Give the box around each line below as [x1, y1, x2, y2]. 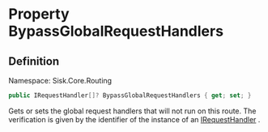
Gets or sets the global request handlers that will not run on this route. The [8, 106, 257, 116]
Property [8, 5, 70, 23]
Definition [8, 54, 59, 68]
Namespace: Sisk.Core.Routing [8, 76, 112, 85]
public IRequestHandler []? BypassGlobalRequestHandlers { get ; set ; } [8, 92, 252, 100]
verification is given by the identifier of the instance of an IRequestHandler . [8, 114, 261, 124]
